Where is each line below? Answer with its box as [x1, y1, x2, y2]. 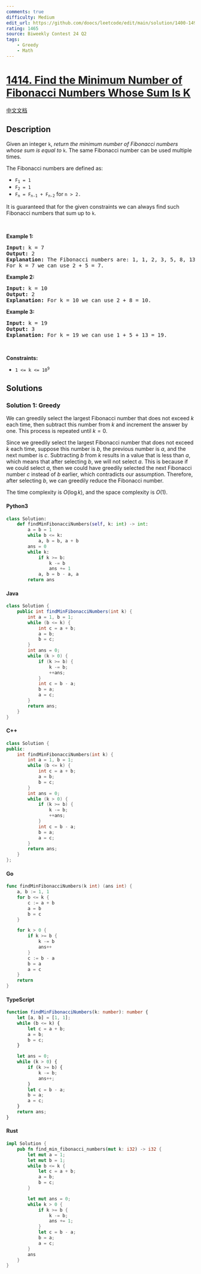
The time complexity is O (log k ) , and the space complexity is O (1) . [6, 488, 168, 496]
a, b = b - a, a [38, 572, 79, 578]
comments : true [6, 8, 44, 15]
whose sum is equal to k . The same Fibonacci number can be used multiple [6, 146, 193, 154]
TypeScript [6, 996, 35, 1003]
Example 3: [6, 308, 35, 315]
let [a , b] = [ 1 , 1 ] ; [17, 1015, 71, 1021]
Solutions [6, 383, 43, 393]
